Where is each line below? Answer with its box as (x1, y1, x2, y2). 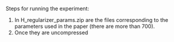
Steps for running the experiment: (5, 5, 90, 12)
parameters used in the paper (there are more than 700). (14, 23, 155, 30)
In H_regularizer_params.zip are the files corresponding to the (14, 17, 169, 23)
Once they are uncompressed (14, 29, 89, 36)
